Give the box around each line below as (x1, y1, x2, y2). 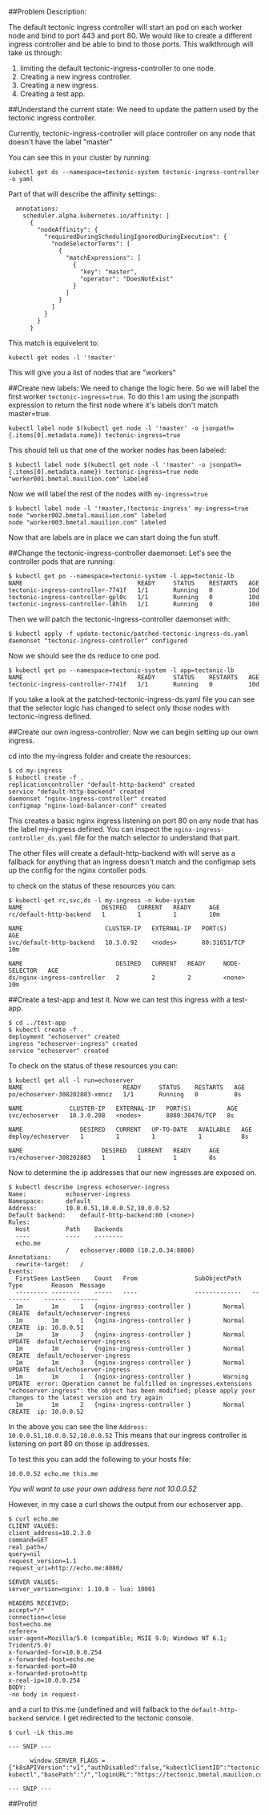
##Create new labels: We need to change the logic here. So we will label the (8, 383, 259, 392)
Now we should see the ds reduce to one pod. (8, 651, 161, 660)
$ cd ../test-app (8, 1019, 66, 1027)
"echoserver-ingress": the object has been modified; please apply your (8, 1387, 256, 1395)
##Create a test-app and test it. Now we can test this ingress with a (8, 995, 231, 1004)
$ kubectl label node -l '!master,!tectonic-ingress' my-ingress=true (8, 504, 249, 512)
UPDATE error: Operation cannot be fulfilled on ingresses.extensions (8, 1379, 252, 1388)
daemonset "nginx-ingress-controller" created (8, 795, 167, 803)
